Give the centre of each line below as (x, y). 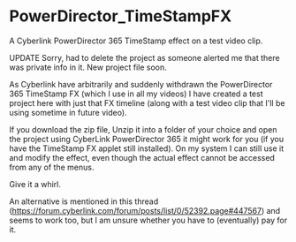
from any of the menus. (52, 167)
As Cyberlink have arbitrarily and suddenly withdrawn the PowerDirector (141, 84)
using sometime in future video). (68, 112)
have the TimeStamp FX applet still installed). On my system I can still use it (147, 148)
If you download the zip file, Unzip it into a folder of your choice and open (143, 129)
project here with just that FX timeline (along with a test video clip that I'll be (147, 102)
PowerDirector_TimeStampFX (121, 16)
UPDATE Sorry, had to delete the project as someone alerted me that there (144, 57)
